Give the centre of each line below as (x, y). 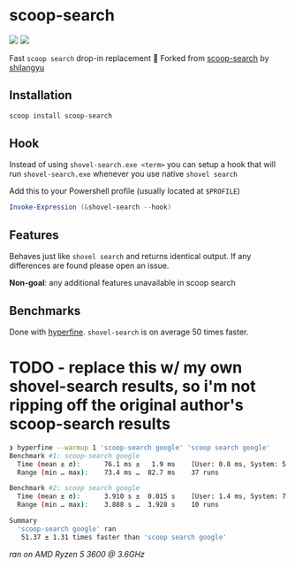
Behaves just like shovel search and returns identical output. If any (130, 257)
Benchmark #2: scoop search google (75, 488)
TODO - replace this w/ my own (126, 368)
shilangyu (27, 67)
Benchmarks (45, 311)
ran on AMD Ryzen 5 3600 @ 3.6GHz (77, 554)
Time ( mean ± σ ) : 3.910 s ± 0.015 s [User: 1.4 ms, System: (147, 496)
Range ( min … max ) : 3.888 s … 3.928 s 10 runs (118, 505)
